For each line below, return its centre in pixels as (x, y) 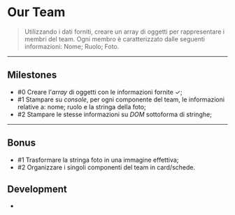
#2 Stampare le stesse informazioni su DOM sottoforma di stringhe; (114, 114)
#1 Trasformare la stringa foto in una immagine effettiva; (98, 160)
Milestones (32, 75)
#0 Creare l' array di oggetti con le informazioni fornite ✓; (100, 92)
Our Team (36, 12)
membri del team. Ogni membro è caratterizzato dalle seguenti (114, 39)
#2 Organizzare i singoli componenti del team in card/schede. (106, 167)
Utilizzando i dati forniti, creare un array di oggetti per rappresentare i (124, 32)
